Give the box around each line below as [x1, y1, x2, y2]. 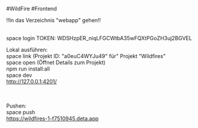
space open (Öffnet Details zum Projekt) [6, 59, 106, 66]
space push [6, 109, 35, 115]
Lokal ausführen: [6, 46, 48, 53]
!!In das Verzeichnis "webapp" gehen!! [6, 17, 101, 23]
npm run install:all [6, 65, 50, 72]
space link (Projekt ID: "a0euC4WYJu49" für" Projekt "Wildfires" [6, 53, 166, 59]
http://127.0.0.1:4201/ [6, 78, 57, 85]
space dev [6, 72, 32, 78]
